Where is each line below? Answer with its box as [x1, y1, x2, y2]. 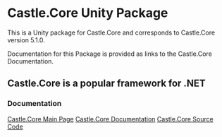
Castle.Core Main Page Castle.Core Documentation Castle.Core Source [7, 114, 214, 123]
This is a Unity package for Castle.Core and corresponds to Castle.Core [7, 28, 216, 37]
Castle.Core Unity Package [7, 5, 168, 21]
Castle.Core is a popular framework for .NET [7, 78, 206, 90]
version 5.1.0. [7, 35, 46, 44]
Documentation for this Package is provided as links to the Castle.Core [7, 49, 213, 58]
